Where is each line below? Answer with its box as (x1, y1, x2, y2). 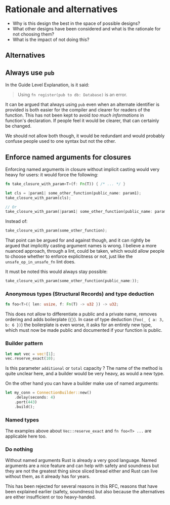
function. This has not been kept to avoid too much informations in (5, 112, 144, 119)
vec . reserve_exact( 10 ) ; (5, 356, 56, 361)
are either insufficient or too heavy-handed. (5, 494, 96, 500)
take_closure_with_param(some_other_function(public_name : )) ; (5, 279, 139, 284)
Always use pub (5, 68, 55, 77)
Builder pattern (5, 340, 43, 347)
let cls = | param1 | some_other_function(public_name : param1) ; (5, 190, 142, 196)
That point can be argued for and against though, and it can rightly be (5, 237, 151, 244)
